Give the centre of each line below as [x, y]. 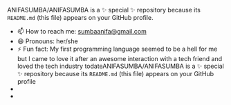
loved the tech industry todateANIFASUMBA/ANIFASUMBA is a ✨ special [121, 66]
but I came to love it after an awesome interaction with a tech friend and [120, 59]
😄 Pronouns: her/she [47, 41]
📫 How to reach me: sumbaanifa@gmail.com [82, 31]
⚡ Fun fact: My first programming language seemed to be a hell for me [117, 49]
